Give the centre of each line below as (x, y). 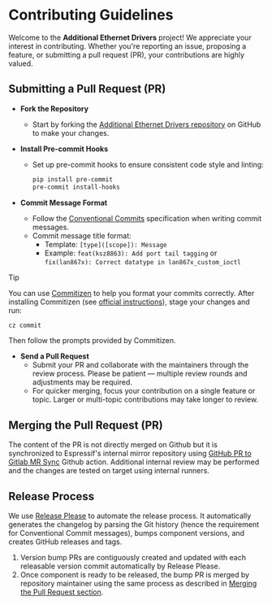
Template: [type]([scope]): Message (106, 244)
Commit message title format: (82, 235)
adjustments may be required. (82, 382)
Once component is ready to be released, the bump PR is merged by (135, 575)
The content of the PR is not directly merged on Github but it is (113, 445)
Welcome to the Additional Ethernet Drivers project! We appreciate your (130, 37)
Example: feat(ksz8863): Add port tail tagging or (131, 253)
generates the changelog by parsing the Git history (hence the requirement (134, 524)
